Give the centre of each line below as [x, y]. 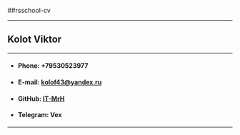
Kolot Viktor [35, 40]
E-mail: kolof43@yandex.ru [60, 82]
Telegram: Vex [40, 115]
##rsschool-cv [29, 10]
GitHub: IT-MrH [41, 99]
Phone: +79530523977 [53, 66]
